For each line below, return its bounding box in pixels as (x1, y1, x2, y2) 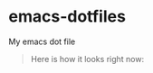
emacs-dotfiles (8, 6, 126, 27)
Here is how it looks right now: (30, 53, 145, 64)
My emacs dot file (8, 36, 76, 47)
